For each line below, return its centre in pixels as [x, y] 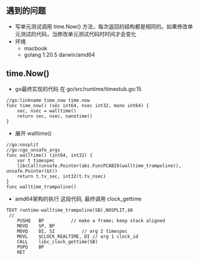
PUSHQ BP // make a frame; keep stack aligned [91, 221]
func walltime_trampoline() [41, 187]
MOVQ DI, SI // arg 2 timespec [72, 231]
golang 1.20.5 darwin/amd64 [59, 54]
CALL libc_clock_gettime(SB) [57, 242]
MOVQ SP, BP [36, 226]
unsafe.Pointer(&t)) [32, 171]
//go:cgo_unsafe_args [33, 150]
